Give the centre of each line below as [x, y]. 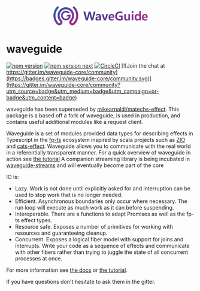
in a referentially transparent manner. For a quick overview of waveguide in [99, 152]
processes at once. [39, 258]
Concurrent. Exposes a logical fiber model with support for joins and [99, 239]
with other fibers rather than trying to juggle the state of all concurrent [101, 252]
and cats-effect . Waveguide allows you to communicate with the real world [99, 146]
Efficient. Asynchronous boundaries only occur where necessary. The [101, 201]
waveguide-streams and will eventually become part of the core [85, 165]
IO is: [13, 177]
